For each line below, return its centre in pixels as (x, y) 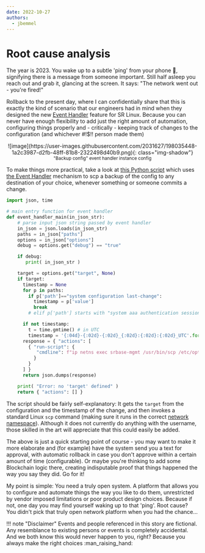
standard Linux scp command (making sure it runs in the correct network (98, 417)
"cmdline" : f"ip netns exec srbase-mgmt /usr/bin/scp (106, 353)
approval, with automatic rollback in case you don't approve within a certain (102, 454)
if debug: (30, 257)
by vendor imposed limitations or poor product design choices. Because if (99, 499)
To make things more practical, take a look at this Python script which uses (100, 170)
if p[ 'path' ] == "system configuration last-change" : (95, 296)
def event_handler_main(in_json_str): (56, 218)
